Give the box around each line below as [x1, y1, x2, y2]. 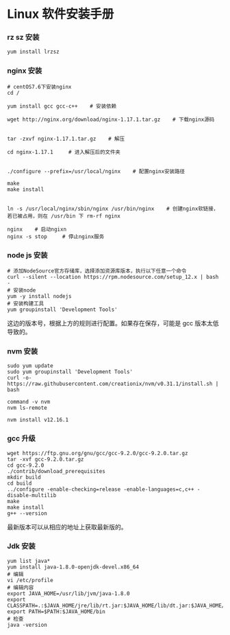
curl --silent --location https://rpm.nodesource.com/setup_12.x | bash [7, 273, 219, 280]
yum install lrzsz [7, 49, 60, 56]
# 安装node [7, 286, 36, 294]
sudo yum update [7, 362, 53, 369]
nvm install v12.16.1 [7, 417, 69, 424]
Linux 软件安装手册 [7, 6, 114, 22]
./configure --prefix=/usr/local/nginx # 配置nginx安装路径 [7, 168, 185, 175]
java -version [7, 621, 48, 628]
